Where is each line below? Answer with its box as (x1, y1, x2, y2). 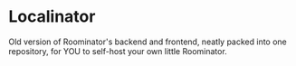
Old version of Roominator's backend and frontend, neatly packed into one (8, 36, 287, 47)
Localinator (8, 6, 96, 27)
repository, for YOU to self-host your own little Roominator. (8, 45, 227, 56)
